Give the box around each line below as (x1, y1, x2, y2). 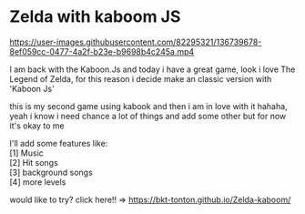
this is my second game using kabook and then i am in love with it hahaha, (9, 100, 289, 111)
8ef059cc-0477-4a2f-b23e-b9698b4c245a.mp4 (9, 46, 195, 56)
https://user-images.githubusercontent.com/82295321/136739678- (9, 36, 262, 47)
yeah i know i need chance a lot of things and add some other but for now (9, 110, 287, 121)
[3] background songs (9, 167, 93, 178)
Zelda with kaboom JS (9, 6, 181, 27)
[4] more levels (9, 176, 66, 188)
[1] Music (9, 148, 44, 158)
